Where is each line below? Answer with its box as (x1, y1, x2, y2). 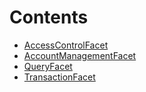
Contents (9, 6, 89, 29)
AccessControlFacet (23, 39, 109, 51)
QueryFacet (23, 60, 73, 72)
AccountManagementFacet (23, 49, 137, 61)
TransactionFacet (23, 71, 96, 83)
